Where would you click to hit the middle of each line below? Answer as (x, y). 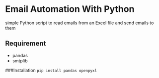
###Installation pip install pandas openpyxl (51, 70)
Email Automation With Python (70, 9)
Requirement (26, 44)
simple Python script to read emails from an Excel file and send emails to (79, 23)
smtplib (20, 61)
